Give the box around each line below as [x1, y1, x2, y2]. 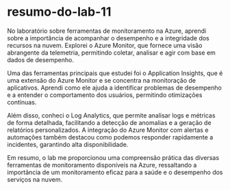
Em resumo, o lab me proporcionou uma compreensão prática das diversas [7, 153, 220, 161]
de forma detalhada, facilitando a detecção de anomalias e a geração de [7, 118, 212, 126]
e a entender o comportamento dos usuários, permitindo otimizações [7, 90, 203, 99]
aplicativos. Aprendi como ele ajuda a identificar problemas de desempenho [7, 83, 222, 92]
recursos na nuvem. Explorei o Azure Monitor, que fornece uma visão [7, 41, 203, 49]
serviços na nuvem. [7, 175, 63, 183]
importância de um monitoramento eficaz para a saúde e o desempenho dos [7, 168, 223, 176]
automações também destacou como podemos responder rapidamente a [7, 133, 214, 141]
